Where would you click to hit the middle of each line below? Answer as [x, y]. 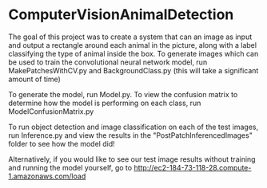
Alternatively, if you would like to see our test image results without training [132, 159]
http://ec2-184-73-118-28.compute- [193, 167]
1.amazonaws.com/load [47, 176]
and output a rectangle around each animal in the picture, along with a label [133, 45]
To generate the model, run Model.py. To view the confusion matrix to [123, 94]
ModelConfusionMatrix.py [51, 111]
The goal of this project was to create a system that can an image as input [130, 37]
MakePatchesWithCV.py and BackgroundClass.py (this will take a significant [133, 70]
